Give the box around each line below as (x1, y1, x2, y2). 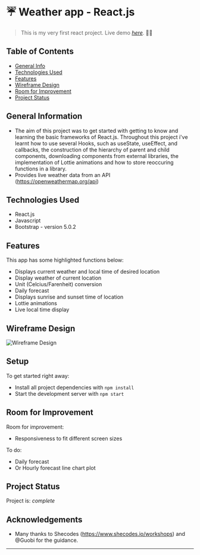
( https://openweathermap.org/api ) (14, 178, 99, 185)
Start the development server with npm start (14, 390, 124, 397)
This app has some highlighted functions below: (6, 256, 124, 263)
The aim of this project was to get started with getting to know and (14, 127, 179, 134)
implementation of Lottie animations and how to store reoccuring (14, 159, 174, 166)
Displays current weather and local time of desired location (14, 268, 160, 275)
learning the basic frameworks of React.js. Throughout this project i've (14, 133, 189, 141)
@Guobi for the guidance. (14, 537, 79, 544)
